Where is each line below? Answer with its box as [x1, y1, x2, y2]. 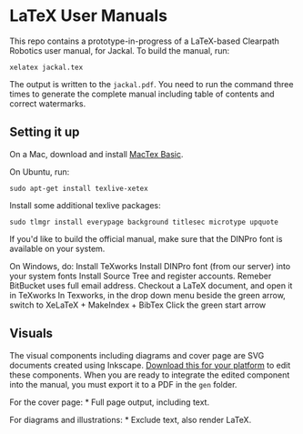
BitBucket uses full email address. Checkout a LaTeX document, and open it [9, 279, 293, 291]
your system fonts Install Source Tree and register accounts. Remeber [9, 270, 272, 281]
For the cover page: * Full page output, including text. [9, 397, 210, 408]
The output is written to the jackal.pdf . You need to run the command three [9, 78, 294, 89]
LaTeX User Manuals [9, 5, 168, 26]
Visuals [9, 326, 53, 341]
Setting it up [9, 125, 80, 140]
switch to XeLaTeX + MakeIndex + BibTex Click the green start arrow [9, 299, 267, 310]
